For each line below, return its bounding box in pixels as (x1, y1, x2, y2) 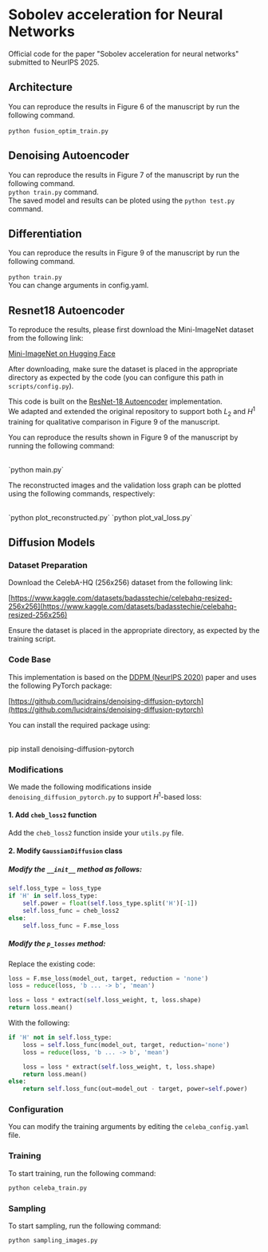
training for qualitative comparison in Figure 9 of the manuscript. (8, 417, 221, 426)
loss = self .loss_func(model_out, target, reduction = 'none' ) (22, 1041, 230, 1049)
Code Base (8, 654, 52, 665)
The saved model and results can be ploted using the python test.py (8, 196, 235, 205)
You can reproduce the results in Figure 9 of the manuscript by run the (8, 248, 240, 258)
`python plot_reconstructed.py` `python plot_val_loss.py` (8, 512, 193, 522)
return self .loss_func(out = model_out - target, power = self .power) (22, 1085, 248, 1093)
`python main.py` (8, 464, 64, 474)
